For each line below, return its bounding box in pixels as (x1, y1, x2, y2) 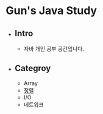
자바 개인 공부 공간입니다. (23, 45, 85, 52)
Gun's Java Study (5, 4, 98, 18)
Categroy (14, 63, 51, 74)
